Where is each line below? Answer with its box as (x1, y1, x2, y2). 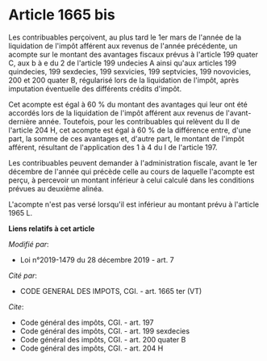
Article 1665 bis (8, 6, 115, 24)
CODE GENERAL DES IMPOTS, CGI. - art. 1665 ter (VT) (19, 286, 202, 296)
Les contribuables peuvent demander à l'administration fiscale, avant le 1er (8, 157, 258, 167)
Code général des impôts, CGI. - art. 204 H (19, 343, 164, 353)
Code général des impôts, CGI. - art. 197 (19, 317, 154, 327)
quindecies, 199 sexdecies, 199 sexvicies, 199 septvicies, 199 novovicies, (8, 66, 252, 76)
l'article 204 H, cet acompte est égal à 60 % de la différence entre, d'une (8, 125, 252, 135)
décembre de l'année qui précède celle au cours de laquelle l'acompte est (8, 166, 256, 176)
